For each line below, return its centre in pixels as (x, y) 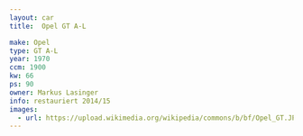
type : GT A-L (34, 50)
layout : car (32, 18)
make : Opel (30, 42)
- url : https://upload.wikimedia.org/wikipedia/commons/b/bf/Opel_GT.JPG (159, 118)
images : (24, 109)
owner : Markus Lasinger (54, 92)
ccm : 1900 (28, 68)
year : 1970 (30, 59)
